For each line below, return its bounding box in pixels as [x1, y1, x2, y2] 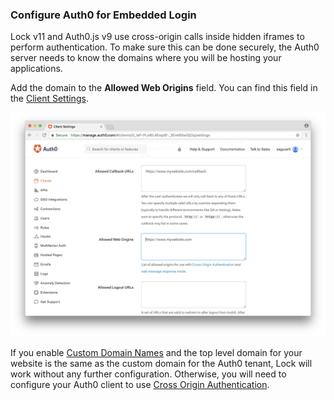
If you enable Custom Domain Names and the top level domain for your [10, 346, 303, 358]
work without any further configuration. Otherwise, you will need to [10, 368, 287, 380]
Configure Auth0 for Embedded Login [10, 8, 197, 22]
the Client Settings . [10, 93, 89, 105]
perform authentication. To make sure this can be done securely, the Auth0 [10, 41, 320, 53]
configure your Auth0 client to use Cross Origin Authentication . [10, 378, 270, 390]
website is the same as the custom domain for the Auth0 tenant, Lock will [10, 357, 313, 369]
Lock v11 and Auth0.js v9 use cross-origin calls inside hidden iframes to [10, 31, 305, 43]
